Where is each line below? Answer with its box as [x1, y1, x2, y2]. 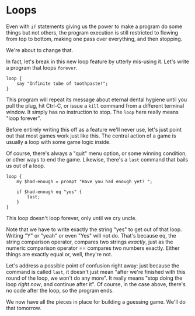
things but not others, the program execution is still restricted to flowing [6, 29, 179, 36]
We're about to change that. [6, 46, 74, 53]
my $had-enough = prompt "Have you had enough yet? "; [16, 178, 153, 184]
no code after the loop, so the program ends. [6, 287, 114, 294]
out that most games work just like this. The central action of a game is [6, 132, 176, 139]
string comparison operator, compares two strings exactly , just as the [6, 238, 173, 245]
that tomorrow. [6, 304, 41, 311]
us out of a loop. [6, 162, 46, 169]
